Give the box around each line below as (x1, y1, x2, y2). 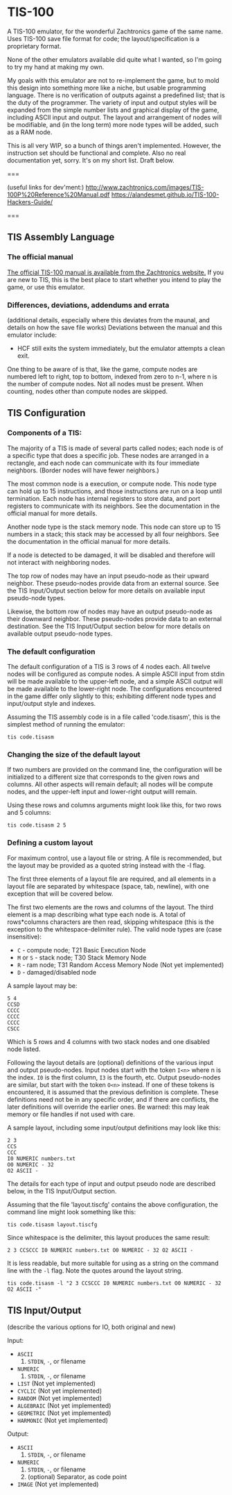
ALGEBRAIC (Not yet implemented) (17, 1401, 111, 1410)
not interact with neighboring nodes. (7, 558, 111, 566)
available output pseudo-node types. (7, 629, 113, 638)
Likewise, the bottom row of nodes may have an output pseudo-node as (7, 607, 213, 616)
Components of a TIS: (7, 428, 82, 438)
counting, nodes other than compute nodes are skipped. (7, 387, 168, 395)
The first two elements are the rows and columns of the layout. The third (7, 902, 213, 911)
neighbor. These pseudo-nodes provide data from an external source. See (7, 579, 220, 587)
